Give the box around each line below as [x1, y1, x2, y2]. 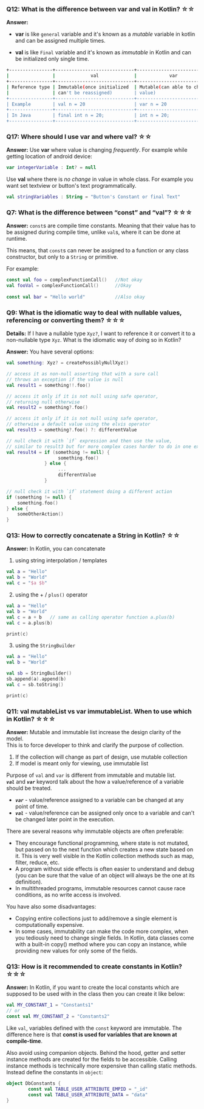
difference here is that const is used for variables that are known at [6, 1030, 177, 1038]
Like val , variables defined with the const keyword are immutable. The [6, 1024, 182, 1032]
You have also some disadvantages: [6, 903, 97, 910]
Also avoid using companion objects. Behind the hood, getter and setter [6, 1049, 186, 1056]
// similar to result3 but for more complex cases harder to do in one [6, 444, 191, 450]
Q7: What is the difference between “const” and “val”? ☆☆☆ [6, 208, 192, 217]
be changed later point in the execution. [15, 816, 115, 823]
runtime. [6, 235, 27, 243]
